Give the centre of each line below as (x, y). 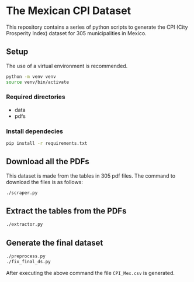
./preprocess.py (26, 256)
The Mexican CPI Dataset (69, 11)
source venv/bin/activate (37, 82)
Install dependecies (34, 131)
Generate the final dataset (55, 242)
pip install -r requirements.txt (47, 144)
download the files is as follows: (45, 182)
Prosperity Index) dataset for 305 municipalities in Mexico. (77, 33)
